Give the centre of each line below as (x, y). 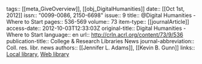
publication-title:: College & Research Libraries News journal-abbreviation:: (100, 41)
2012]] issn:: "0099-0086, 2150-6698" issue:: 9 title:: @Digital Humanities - (101, 15)
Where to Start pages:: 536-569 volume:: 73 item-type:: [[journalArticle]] (98, 22)
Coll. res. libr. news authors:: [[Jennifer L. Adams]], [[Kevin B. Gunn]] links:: (101, 48)
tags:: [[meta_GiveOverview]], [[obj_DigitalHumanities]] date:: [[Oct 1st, (96, 9)
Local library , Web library (38, 54)
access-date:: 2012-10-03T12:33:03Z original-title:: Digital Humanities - (96, 28)
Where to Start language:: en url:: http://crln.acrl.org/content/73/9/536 (95, 35)
